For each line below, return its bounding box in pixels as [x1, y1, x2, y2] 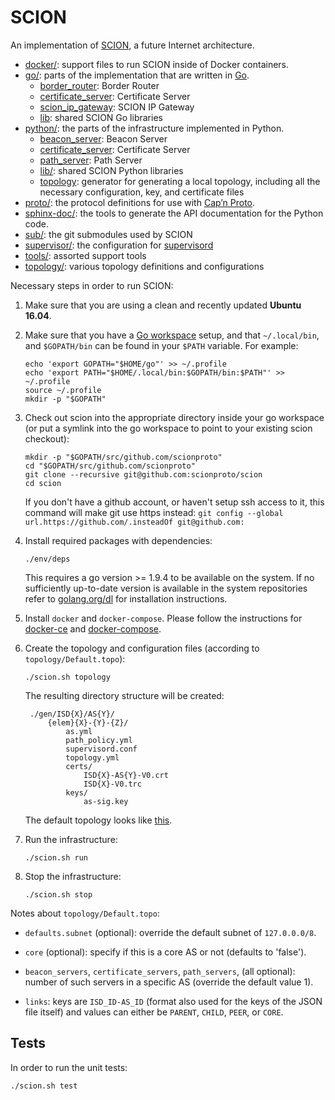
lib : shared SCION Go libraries [39, 111, 163, 123]
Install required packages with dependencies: [24, 534, 213, 546]
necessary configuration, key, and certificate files [39, 186, 245, 198]
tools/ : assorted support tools [24, 249, 147, 261]
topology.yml [65, 752, 120, 763]
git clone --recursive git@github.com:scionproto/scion [24, 469, 263, 480]
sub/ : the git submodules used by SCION [24, 228, 193, 240]
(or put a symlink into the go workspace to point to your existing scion [24, 422, 313, 434]
